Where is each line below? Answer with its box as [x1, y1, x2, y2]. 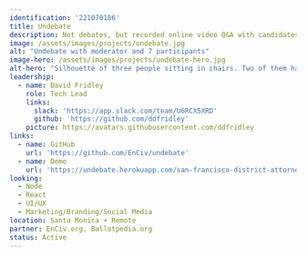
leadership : [9, 73, 55, 82]
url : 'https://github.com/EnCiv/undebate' [25, 148, 189, 157]
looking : [9, 173, 43, 182]
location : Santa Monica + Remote [9, 215, 137, 225]
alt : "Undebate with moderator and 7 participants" [9, 47, 209, 56]
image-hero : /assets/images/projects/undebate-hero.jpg [9, 55, 226, 64]
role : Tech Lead [25, 89, 88, 98]
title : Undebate [9, 22, 71, 31]
